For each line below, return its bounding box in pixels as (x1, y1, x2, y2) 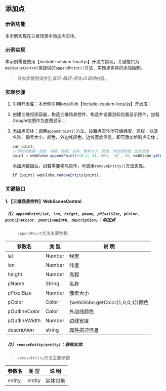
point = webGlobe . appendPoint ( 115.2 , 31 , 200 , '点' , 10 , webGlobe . (12, 154, 154, 158)
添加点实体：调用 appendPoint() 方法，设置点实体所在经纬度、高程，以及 (12, 128, 158, 134)
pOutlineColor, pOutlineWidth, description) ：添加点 (5, 217, 116, 223)
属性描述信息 (69, 327, 99, 334)
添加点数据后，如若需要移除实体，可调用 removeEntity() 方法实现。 (12, 162, 148, 169)
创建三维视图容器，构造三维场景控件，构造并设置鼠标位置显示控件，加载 (12, 112, 160, 117)
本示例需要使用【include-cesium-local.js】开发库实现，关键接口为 (5, 58, 140, 64)
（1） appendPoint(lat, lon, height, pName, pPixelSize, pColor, (5, 210, 140, 216)
